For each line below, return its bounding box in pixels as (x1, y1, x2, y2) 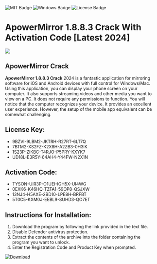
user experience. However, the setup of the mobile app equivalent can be (5, 106, 152, 112)
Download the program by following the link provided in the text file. (12, 224, 148, 230)
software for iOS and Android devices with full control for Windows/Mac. (5, 80, 151, 86)
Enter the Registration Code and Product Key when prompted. (12, 244, 136, 250)
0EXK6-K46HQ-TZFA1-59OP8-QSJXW (12, 186, 90, 192)
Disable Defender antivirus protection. (12, 229, 88, 235)
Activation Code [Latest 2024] (5, 32, 130, 43)
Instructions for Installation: (5, 211, 91, 219)
